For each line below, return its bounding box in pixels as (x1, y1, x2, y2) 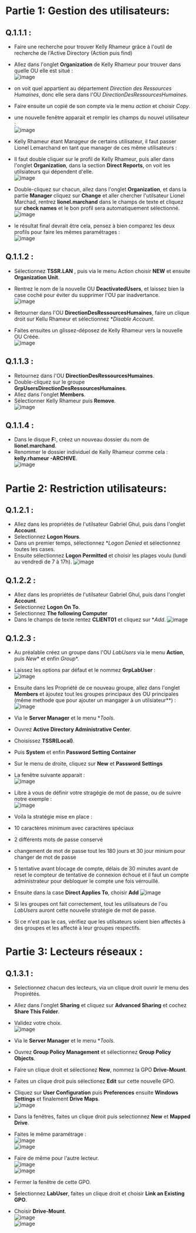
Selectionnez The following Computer (13, 610, 108, 617)
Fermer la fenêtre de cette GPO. (13, 1179, 92, 1186)
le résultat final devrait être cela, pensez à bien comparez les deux (13, 222, 175, 229)
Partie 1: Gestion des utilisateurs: (5, 4, 170, 18)
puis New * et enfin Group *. (13, 655, 79, 662)
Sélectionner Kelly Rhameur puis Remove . (13, 397, 116, 404)
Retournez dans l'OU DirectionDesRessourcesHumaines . (13, 372, 155, 379)
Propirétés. (13, 990, 41, 997)
